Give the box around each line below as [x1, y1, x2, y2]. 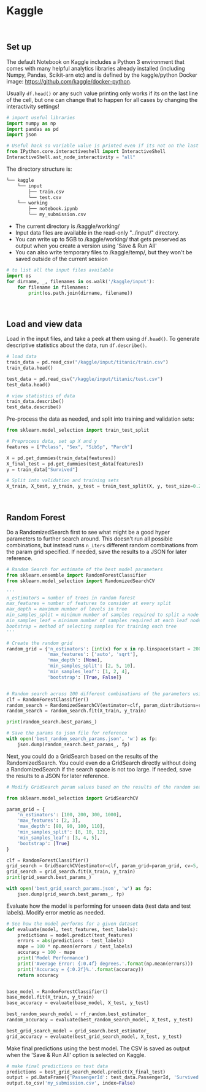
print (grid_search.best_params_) [6, 875, 92, 881]
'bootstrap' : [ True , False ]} [47, 674, 122, 681]
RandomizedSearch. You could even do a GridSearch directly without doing [6, 759, 197, 766]
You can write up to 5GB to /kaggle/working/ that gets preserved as [15, 236, 186, 243]
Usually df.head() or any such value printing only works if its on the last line [6, 90, 198, 97]
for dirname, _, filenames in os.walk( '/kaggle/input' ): [6, 278, 155, 284]
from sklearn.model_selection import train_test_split [6, 427, 150, 434]
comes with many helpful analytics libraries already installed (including [6, 64, 185, 72]
